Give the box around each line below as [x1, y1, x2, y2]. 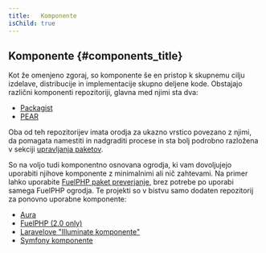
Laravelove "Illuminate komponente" [19, 227, 141, 237]
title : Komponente [8, 11, 78, 20]
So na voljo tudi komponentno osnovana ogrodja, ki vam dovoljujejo [8, 160, 232, 170]
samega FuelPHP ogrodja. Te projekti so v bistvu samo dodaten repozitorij [8, 186, 254, 196]
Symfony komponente [19, 235, 94, 246]
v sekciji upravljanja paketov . [8, 144, 104, 154]
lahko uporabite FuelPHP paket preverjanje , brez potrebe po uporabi [8, 177, 235, 187]
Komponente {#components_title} [8, 49, 183, 63]
